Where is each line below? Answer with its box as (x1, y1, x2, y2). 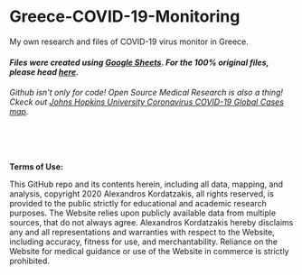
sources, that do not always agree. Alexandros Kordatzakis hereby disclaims (9, 216, 294, 227)
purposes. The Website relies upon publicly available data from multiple (9, 207, 277, 218)
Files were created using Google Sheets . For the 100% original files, (9, 57, 269, 68)
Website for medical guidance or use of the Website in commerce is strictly (9, 245, 289, 256)
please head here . (9, 66, 80, 78)
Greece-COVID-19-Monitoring (9, 6, 241, 27)
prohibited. (9, 255, 50, 266)
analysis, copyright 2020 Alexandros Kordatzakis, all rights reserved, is (9, 188, 274, 199)
